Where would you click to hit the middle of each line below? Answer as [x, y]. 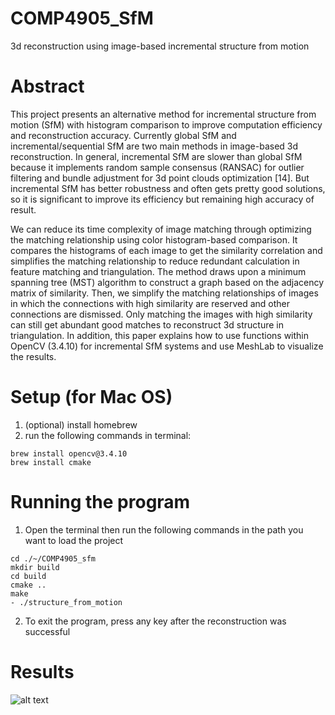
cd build [28, 576]
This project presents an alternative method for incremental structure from [163, 114]
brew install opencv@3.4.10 [69, 453]
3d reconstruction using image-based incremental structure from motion [160, 46]
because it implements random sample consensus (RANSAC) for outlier [157, 167]
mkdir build [35, 567]
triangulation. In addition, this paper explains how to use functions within [160, 335]
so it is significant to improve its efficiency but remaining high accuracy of [162, 199]
